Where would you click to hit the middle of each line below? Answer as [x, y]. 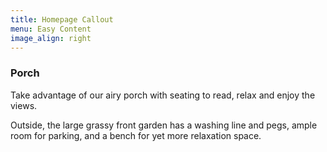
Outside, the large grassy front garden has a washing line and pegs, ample [164, 125]
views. [24, 105]
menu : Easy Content [51, 29]
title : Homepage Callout [62, 19]
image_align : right [51, 38]
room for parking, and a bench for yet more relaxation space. [136, 135]
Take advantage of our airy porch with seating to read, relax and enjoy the [163, 95]
